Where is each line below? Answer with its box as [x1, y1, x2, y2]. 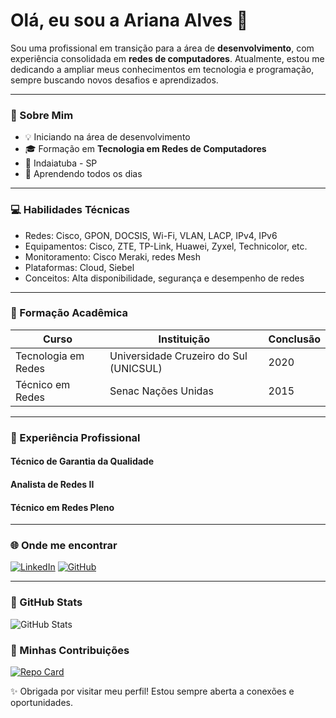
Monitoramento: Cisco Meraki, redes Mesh [24, 250, 202, 263]
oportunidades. [10, 697, 73, 709]
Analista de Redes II [10, 478, 95, 490]
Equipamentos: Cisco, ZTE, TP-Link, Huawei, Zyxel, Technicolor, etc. [24, 240, 308, 252]
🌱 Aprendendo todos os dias [24, 168, 143, 180]
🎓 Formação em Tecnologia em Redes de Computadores [24, 143, 267, 155]
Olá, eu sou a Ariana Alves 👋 [10, 9, 249, 32]
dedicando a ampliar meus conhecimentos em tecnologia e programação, [10, 63, 315, 75]
